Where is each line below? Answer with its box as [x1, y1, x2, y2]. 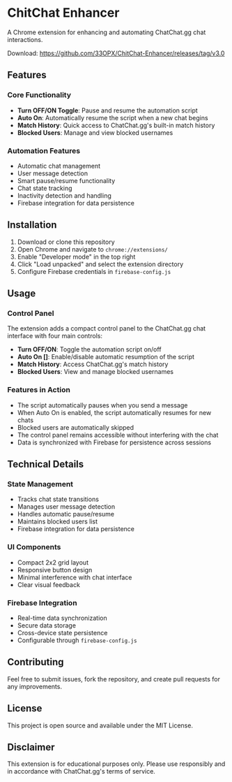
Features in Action [7, 385, 71, 395]
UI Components [7, 542, 61, 552]
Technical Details [7, 458, 84, 470]
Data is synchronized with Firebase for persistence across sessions [17, 438, 211, 447]
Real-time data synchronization [17, 614, 107, 622]
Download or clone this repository [17, 238, 115, 246]
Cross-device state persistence [17, 629, 108, 637]
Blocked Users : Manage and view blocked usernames [17, 128, 173, 137]
